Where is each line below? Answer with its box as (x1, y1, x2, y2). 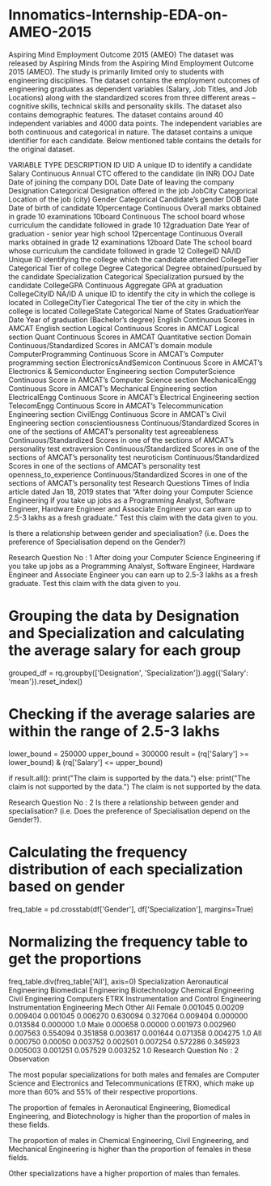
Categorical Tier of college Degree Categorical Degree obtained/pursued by (8, 263, 262, 273)
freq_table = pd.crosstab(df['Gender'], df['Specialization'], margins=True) (8, 904, 254, 914)
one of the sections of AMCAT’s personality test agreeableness (8, 427, 218, 436)
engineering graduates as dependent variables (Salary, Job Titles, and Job (8, 83, 257, 94)
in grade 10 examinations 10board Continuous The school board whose (8, 211, 245, 221)
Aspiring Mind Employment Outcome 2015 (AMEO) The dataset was (8, 49, 235, 59)
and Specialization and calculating (8, 624, 245, 643)
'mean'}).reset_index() (8, 676, 83, 686)
